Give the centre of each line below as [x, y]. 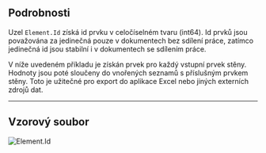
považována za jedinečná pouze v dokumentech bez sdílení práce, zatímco [131, 40]
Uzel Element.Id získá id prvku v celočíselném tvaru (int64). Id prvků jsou [128, 32]
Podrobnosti [39, 13]
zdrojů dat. [26, 90]
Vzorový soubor [49, 122]
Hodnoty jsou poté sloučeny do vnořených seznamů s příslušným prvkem [128, 73]
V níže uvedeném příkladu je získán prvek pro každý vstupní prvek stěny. [127, 64]
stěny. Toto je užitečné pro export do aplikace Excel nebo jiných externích [129, 81]
